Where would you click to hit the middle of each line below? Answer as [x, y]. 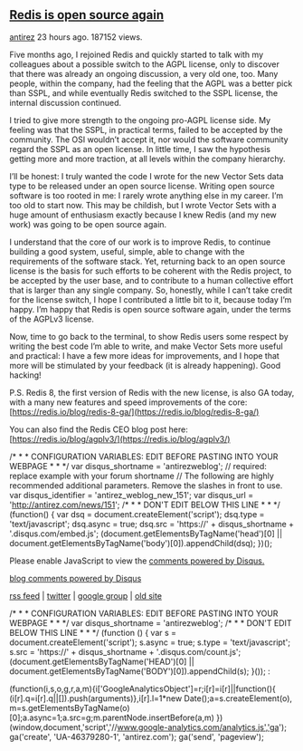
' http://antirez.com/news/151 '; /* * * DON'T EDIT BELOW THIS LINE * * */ [145, 505]
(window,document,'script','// [63, 727]
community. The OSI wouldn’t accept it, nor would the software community [149, 140]
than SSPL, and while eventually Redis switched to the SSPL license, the [144, 92]
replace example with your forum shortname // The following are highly [142, 476]
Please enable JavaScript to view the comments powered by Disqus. [137, 561]
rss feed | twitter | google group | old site [86, 595]
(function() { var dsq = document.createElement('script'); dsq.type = [137, 514]
